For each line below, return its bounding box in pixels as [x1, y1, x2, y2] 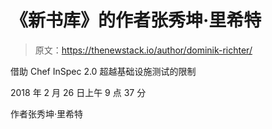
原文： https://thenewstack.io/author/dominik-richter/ [34, 44, 253, 56]
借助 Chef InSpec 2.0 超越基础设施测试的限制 [10, 65, 197, 77]
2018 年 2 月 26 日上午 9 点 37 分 [10, 86, 147, 98]
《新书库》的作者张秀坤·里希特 [10, 9, 262, 32]
